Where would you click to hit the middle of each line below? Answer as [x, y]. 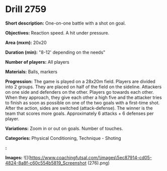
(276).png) [98, 163]
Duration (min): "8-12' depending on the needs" [55, 52]
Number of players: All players [37, 62]
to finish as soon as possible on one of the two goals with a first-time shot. [82, 103]
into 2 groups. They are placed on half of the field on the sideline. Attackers [83, 87]
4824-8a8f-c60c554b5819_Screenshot [46, 163]
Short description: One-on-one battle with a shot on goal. [66, 23]
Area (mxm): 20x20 [26, 42]
